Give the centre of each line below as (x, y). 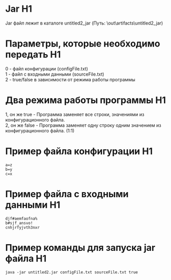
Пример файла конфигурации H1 (79, 151)
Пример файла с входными (67, 194)
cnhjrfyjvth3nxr (22, 227)
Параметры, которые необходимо (83, 44)
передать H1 (33, 55)
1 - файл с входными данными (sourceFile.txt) (55, 74)
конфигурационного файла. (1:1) (40, 130)
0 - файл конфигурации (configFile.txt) (47, 68)
